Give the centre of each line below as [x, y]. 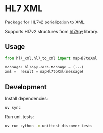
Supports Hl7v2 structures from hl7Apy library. [52, 31]
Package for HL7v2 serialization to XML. [46, 22]
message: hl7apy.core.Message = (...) [44, 67]
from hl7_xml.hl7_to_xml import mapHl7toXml [51, 58]
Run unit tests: [20, 117]
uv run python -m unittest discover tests [49, 126]
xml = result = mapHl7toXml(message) [44, 71]
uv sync [13, 108]
